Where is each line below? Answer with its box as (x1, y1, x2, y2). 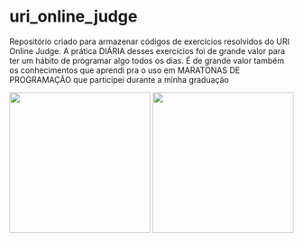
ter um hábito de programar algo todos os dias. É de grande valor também (9, 55, 285, 66)
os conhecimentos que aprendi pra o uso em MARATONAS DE (9, 65, 241, 76)
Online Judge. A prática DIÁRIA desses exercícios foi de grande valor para (9, 45, 286, 56)
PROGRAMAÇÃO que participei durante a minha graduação (9, 74, 230, 85)
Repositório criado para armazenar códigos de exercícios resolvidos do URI (9, 36, 290, 47)
